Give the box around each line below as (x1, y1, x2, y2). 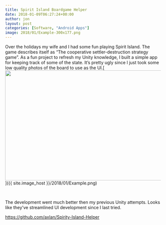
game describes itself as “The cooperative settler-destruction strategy (5, 49, 149, 55)
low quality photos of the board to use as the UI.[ (5, 65, 105, 71)
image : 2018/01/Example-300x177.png (5, 30, 81, 35)
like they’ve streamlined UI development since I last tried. (5, 205, 122, 210)
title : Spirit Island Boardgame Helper (5, 7, 87, 12)
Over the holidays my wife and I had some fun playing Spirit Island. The (5, 44, 150, 49)
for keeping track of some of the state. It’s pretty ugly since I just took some (5, 60, 159, 65)
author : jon (5, 16, 30, 21)
